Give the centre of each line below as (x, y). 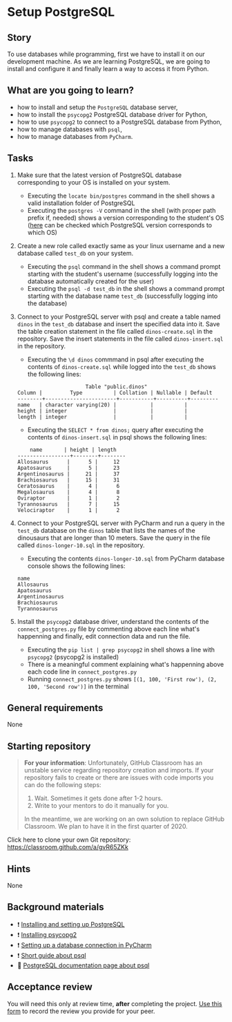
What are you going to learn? (71, 91)
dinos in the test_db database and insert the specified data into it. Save (118, 324)
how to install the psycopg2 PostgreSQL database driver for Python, (112, 114)
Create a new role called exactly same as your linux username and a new (121, 245)
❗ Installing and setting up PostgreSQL (71, 924)
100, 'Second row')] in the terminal (78, 686)
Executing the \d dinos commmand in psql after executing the (116, 359)
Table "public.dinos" (116, 387)
